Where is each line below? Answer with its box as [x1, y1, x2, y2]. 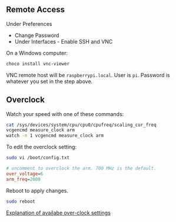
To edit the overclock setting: [6, 144, 77, 151]
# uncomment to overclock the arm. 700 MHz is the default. [6, 165, 157, 171]
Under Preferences [6, 20, 52, 27]
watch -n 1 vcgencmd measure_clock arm [6, 132, 104, 139]
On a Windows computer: [6, 49, 68, 57]
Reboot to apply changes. [6, 187, 69, 194]
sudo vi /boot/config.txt [6, 155, 69, 161]
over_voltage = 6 [6, 171, 44, 177]
